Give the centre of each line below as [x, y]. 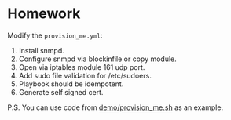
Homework [44, 14]
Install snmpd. [41, 50]
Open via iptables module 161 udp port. [82, 67]
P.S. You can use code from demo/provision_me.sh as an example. [115, 107]
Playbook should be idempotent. [71, 84]
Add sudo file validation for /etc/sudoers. [85, 75]
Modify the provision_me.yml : [55, 35]
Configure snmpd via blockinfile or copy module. [98, 59]
